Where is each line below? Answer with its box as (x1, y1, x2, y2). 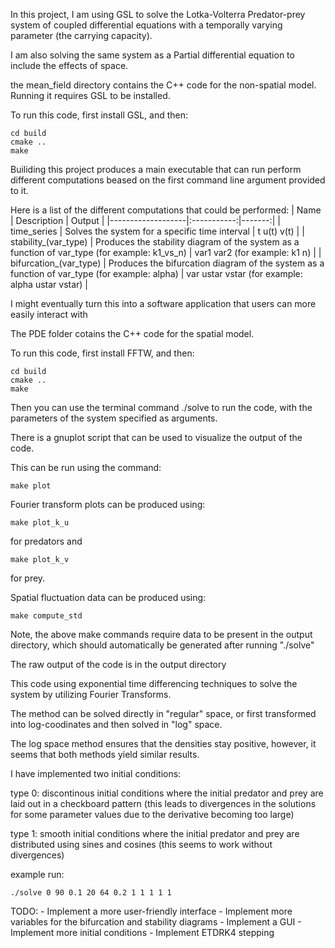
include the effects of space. (10, 60, 129, 71)
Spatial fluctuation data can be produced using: (10, 592, 207, 603)
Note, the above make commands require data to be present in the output (10, 629, 313, 640)
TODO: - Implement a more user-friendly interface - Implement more (10, 905, 293, 917)
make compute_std (10, 611, 83, 621)
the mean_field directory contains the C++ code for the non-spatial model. (10, 79, 317, 91)
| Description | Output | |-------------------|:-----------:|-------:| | (10, 215, 281, 226)
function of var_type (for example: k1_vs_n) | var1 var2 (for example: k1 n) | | (10, 247, 322, 258)
